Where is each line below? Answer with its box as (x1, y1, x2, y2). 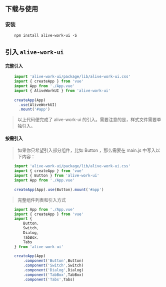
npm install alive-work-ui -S (14, 33, 77, 38)
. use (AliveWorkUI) (18, 102, 57, 107)
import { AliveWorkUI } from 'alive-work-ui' (14, 88, 111, 93)
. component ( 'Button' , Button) (23, 258, 84, 263)
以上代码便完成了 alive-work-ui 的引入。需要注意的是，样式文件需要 (17, 117, 157, 123)
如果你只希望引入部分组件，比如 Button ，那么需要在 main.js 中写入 (17, 147, 156, 153)
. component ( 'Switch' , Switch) (23, 263, 84, 268)
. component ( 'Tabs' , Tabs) (23, 277, 75, 282)
